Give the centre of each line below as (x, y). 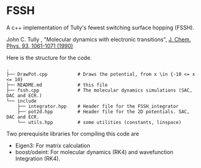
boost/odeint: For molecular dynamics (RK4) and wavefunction (94, 152)
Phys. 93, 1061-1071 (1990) (40, 46)
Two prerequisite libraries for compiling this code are (73, 133)
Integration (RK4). (38, 158)
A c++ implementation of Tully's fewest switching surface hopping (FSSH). (100, 27)
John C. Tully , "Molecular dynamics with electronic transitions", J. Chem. (99, 39)
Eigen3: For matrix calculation (53, 145)
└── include (21, 101)
